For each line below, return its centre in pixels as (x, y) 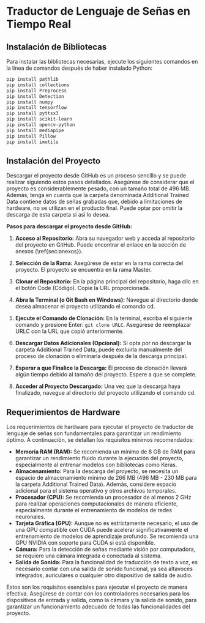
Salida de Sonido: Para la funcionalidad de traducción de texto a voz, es (106, 562)
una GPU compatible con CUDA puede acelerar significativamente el (102, 530)
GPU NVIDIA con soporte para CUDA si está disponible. (85, 543)
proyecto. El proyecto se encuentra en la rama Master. (84, 270)
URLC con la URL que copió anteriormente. (69, 331)
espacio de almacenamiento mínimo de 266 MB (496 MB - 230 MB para (106, 478)
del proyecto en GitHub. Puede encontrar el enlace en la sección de (101, 245)
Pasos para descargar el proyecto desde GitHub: (69, 226)
